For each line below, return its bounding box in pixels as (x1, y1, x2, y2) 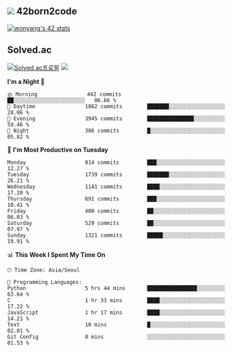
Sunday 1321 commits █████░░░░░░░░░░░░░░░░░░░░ (7, 232, 226, 239)
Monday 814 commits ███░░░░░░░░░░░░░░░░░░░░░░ (7, 159, 226, 166)
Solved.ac (7, 44, 52, 56)
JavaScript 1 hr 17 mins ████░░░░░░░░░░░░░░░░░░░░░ (7, 309, 226, 316)
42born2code (16, 6, 78, 17)
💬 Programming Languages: (7, 278, 82, 285)
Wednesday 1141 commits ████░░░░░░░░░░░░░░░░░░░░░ (7, 183, 226, 190)
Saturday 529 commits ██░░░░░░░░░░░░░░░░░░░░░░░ (7, 219, 226, 226)
